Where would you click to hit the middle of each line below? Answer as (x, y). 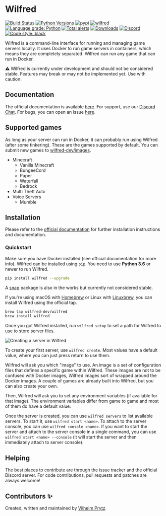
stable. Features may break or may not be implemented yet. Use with (76, 74)
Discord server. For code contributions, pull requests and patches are (76, 475)
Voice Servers (27, 197)
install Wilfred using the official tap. (41, 302)
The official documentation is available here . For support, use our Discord (80, 107)
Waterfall (29, 181)
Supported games (33, 128)
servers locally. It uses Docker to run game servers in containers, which (78, 48)
